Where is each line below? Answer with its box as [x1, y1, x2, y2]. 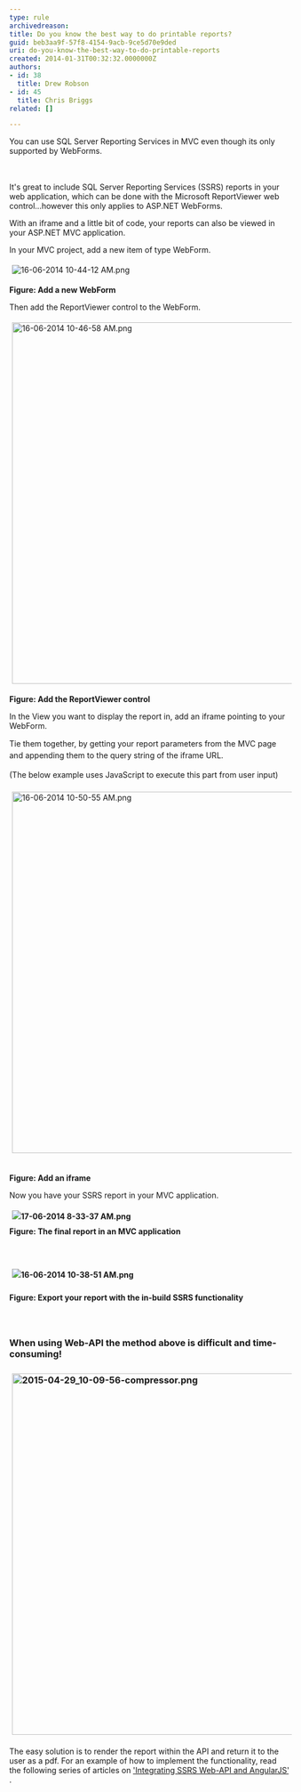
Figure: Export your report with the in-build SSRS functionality [9, 1292, 244, 1304]
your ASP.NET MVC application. [9, 228, 126, 238]
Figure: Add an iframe [9, 1172, 91, 1183]
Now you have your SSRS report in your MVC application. [9, 1190, 219, 1200]
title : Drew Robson [17, 79, 90, 88]
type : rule [9, 12, 50, 22]
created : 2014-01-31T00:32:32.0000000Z [9, 54, 157, 63]
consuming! [9, 1347, 62, 1360]
